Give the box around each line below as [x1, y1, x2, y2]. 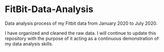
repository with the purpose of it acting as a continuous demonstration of [5, 35, 159, 41]
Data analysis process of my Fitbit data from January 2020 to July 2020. [5, 20, 158, 26]
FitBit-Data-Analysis [5, 4, 93, 15]
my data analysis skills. [5, 40, 53, 46]
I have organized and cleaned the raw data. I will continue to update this [5, 30, 156, 36]
